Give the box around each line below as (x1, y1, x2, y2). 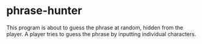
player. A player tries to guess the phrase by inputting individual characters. (6, 30, 197, 37)
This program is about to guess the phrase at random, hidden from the (6, 24, 184, 31)
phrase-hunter (6, 4, 82, 18)
